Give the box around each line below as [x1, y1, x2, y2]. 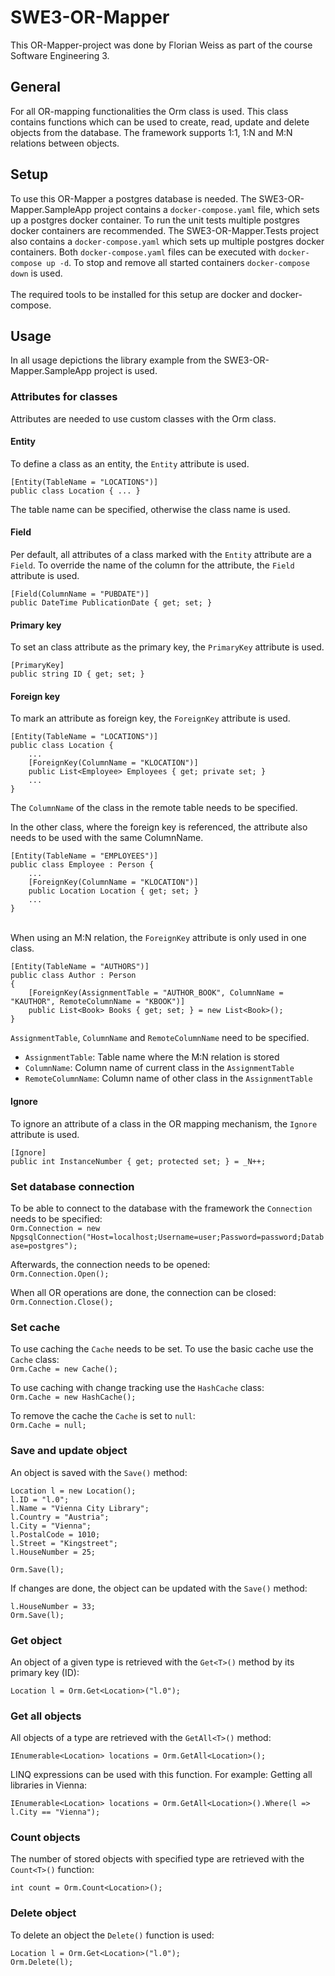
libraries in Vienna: [10, 1779, 88, 1791]
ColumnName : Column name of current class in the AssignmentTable [24, 1062, 295, 1074]
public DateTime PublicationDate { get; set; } [10, 598, 213, 608]
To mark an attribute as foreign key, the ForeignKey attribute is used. [10, 712, 291, 725]
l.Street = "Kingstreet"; [10, 1538, 118, 1548]
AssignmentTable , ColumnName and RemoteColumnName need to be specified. [10, 1032, 310, 1044]
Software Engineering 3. [10, 49, 110, 61]
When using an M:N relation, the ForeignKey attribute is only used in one [10, 932, 307, 944]
